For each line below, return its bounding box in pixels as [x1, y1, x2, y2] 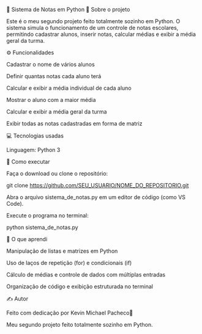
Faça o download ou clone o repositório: [6, 170, 108, 177]
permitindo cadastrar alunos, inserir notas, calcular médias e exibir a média [6, 31, 196, 38]
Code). [6, 200, 24, 207]
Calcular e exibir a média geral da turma [6, 108, 107, 115]
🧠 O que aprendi [6, 236, 48, 242]
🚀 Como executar [6, 158, 50, 165]
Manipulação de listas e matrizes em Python [6, 247, 118, 255]
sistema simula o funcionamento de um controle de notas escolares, [6, 24, 179, 31]
